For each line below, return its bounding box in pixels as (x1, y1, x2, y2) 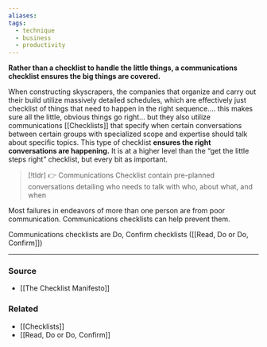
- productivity (15, 41, 66, 49)
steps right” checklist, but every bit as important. (8, 154, 168, 164)
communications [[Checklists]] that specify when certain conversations (8, 121, 242, 131)
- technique (15, 26, 56, 34)
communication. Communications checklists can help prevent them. (8, 214, 230, 224)
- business (15, 33, 52, 42)
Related (8, 303, 39, 314)
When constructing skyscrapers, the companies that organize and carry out (8, 87, 257, 96)
